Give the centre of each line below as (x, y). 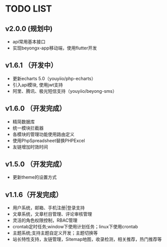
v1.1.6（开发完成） (34, 195)
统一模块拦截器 (28, 128)
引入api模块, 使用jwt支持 (38, 85)
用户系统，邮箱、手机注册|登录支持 (49, 208)
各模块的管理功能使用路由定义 (43, 134)
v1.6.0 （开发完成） (36, 109)
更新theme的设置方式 (34, 177)
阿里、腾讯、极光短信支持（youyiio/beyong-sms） (65, 91)
